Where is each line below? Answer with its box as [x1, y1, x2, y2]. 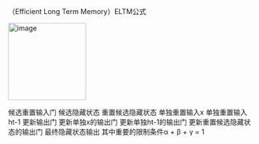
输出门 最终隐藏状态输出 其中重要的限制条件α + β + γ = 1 [21, 128, 205, 136]
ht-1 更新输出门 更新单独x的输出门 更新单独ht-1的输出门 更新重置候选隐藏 [8, 117, 244, 127]
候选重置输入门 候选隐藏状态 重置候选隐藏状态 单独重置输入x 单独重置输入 [8, 108, 248, 117]
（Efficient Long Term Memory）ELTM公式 [8, 7, 147, 16]
